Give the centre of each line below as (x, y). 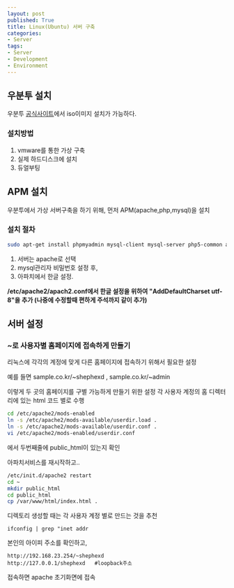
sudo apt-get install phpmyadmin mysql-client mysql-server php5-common (115, 244)
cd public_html (29, 495)
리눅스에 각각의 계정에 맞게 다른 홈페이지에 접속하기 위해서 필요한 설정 (102, 362)
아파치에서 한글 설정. (45, 276)
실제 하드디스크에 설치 (47, 159)
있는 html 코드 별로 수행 (52, 400)
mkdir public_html (34, 488)
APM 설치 (28, 192)
